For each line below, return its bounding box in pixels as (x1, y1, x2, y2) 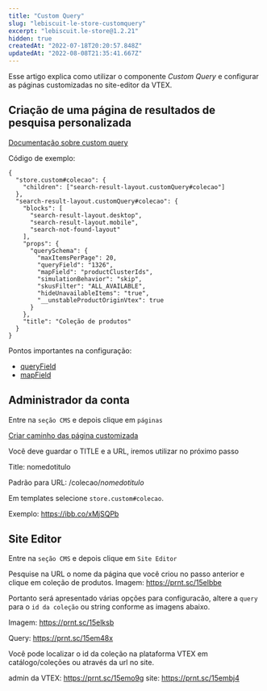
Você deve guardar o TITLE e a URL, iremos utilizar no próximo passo (8, 446, 240, 456)
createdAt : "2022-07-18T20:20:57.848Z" (8, 42, 143, 50)
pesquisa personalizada (8, 116, 131, 130)
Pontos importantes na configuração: (8, 345, 132, 356)
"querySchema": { (29, 246, 89, 255)
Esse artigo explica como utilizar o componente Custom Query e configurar (8, 72, 260, 81)
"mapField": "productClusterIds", (37, 268, 153, 276)
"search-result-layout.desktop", (29, 211, 143, 219)
